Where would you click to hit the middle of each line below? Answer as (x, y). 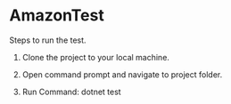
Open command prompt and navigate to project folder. (122, 74)
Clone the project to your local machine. (95, 57)
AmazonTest (57, 16)
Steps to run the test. (48, 40)
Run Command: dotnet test (72, 92)
